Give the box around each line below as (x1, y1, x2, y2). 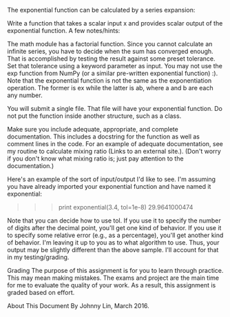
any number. (7, 91, 43, 99)
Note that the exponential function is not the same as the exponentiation (7, 76, 212, 85)
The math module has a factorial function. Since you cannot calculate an (7, 40, 213, 48)
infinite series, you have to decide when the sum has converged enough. (7, 48, 213, 55)
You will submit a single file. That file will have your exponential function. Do (7, 105, 222, 112)
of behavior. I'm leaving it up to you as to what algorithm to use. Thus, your (7, 238, 220, 247)
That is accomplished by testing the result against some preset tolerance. (7, 54, 216, 63)
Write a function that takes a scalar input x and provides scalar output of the (7, 19, 223, 27)
